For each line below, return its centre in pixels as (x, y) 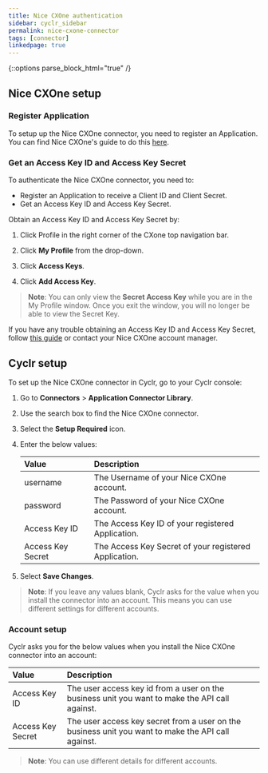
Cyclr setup (38, 363)
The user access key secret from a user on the (154, 722)
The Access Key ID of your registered (164, 523)
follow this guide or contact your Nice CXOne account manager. (113, 338)
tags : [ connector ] (39, 38)
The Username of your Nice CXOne (160, 477)
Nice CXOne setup (55, 93)
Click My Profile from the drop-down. (82, 251)
